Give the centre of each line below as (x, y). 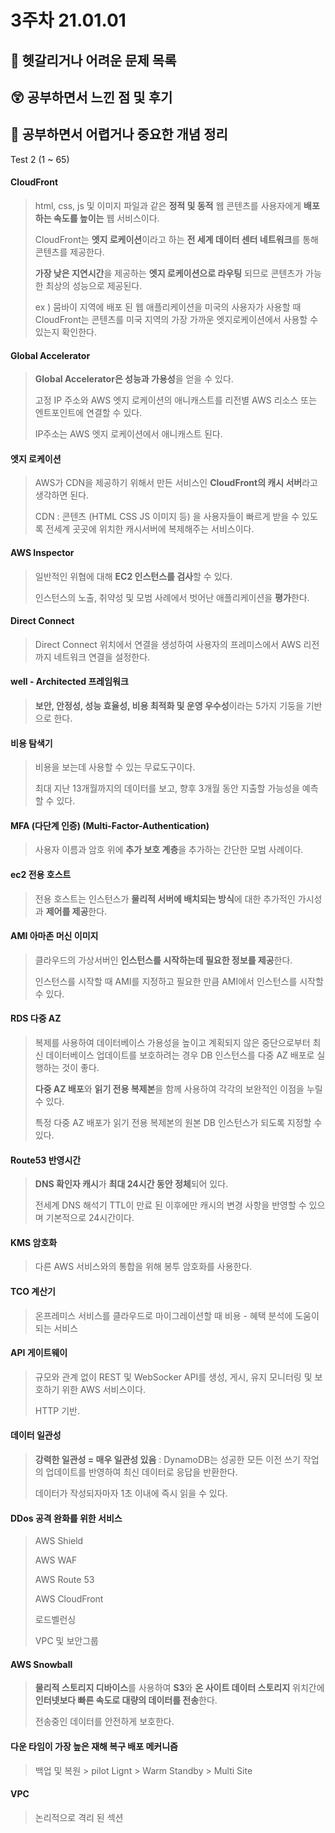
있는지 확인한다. (65, 332)
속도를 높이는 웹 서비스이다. (106, 218)
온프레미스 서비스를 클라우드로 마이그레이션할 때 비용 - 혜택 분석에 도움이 (177, 1315)
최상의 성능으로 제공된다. (94, 285)
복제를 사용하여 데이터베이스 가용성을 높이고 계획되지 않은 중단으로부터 (172, 1043)
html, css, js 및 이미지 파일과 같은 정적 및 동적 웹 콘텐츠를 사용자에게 (168, 205)
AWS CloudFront (69, 1599)
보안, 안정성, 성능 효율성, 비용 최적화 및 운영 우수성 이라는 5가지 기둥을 (169, 705)
